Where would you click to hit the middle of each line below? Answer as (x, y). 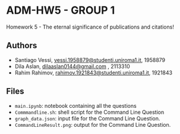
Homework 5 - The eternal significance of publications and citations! (90, 27)
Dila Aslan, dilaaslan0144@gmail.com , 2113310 (72, 66)
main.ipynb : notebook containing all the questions (75, 105)
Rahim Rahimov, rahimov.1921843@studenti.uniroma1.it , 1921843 (94, 73)
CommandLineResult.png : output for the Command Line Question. (93, 124)
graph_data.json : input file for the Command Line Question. (87, 118)
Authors (22, 46)
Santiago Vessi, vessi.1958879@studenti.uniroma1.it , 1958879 (90, 60)
